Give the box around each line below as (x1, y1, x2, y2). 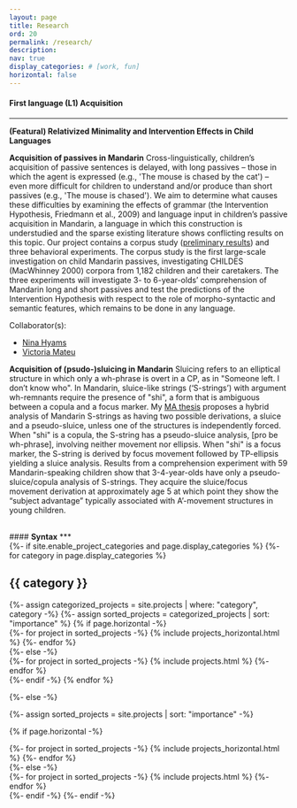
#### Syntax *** (9, 531, 72, 542)
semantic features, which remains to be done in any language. (9, 303, 236, 313)
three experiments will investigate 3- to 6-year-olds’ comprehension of (9, 274, 268, 285)
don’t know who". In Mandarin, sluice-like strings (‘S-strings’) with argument (9, 382, 287, 393)
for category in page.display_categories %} (9, 550, 166, 560)
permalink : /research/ (9, 37, 93, 47)
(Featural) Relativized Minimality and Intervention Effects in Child (9, 126, 254, 136)
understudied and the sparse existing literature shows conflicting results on (9, 227, 285, 238)
